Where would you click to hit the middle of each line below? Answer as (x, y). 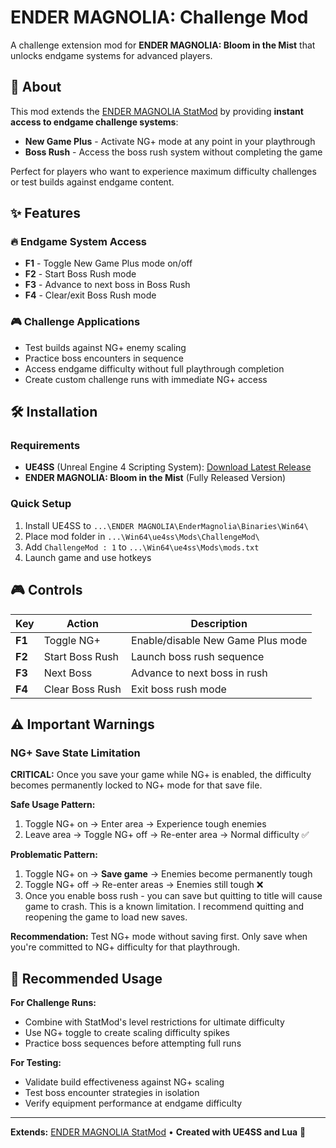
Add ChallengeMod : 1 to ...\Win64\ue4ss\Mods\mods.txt (142, 547)
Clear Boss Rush (82, 689)
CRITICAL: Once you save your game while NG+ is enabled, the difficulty (161, 775)
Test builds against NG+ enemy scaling (105, 347)
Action (82, 623)
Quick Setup (41, 504)
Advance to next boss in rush (199, 673)
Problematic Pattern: (54, 855)
